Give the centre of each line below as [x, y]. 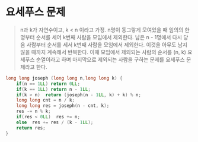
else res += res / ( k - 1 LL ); [55, 122]
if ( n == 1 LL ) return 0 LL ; [48, 84]
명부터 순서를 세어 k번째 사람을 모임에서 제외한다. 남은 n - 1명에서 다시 [101, 37]
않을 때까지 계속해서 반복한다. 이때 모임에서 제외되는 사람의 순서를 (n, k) [103, 52]
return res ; [31, 128]
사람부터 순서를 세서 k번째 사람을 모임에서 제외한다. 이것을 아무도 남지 [107, 45]
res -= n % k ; [33, 111]
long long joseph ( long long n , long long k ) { [64, 78]
